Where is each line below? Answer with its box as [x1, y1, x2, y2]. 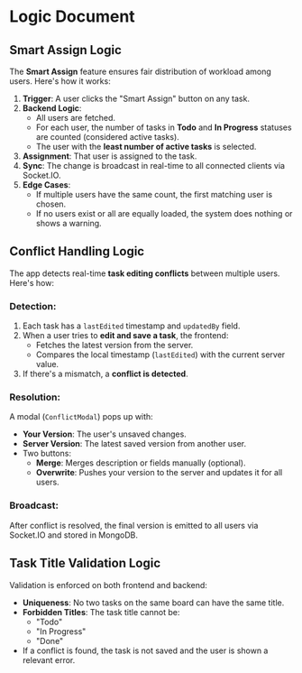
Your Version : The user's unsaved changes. [22, 429, 187, 439]
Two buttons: [22, 448, 72, 459]
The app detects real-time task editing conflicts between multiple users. [9, 268, 280, 279]
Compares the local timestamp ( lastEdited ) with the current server [35, 349, 286, 360]
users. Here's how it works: [9, 76, 111, 87]
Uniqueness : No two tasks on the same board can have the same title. [22, 597, 285, 608]
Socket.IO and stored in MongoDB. [9, 530, 138, 540]
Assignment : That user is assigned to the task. [22, 151, 197, 161]
